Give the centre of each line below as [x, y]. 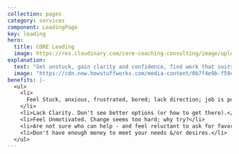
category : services [36, 21]
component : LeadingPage [43, 27]
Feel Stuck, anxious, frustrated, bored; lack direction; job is [125, 100]
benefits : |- [27, 80]
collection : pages [34, 14]
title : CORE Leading [44, 47]
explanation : [27, 60]
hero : [15, 40]
